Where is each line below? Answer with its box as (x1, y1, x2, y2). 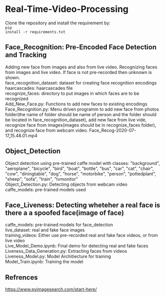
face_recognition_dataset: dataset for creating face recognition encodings (5, 79, 157, 85)
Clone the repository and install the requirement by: (5, 20, 111, 26)
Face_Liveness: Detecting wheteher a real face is (5, 201, 161, 209)
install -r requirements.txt (5, 29, 66, 34)
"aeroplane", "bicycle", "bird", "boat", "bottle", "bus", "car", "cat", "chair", (5, 165, 154, 171)
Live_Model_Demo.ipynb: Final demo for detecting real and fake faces (5, 243, 149, 249)
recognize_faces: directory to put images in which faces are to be (5, 90, 140, 96)
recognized (5, 95, 29, 101)
